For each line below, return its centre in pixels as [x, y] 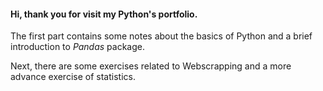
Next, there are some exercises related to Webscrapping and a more [151, 66]
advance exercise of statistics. [73, 77]
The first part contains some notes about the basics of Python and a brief [161, 36]
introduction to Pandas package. [78, 47]
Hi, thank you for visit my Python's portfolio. [104, 14]
